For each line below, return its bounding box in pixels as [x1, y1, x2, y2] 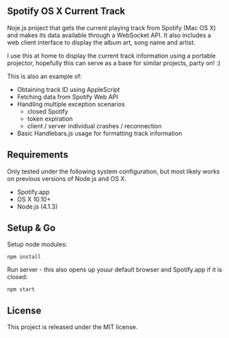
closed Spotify [27, 107, 68, 115]
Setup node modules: [7, 240, 68, 249]
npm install [7, 254, 41, 261]
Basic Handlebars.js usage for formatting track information [16, 129, 183, 137]
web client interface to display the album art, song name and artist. [7, 38, 196, 47]
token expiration [27, 114, 73, 123]
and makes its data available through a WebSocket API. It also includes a [7, 31, 212, 39]
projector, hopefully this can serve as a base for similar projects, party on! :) [7, 58, 221, 67]
